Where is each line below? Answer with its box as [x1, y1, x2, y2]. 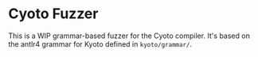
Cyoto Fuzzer [8, 5, 99, 23]
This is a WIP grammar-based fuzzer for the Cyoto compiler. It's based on [8, 31, 251, 40]
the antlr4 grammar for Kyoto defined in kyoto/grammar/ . [8, 39, 193, 48]
